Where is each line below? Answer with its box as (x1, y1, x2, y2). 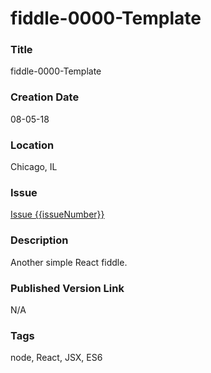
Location (10, 138, 55, 152)
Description (10, 233, 69, 247)
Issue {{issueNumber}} (10, 208, 105, 221)
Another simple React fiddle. (10, 256, 128, 268)
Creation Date (10, 90, 80, 104)
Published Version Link (10, 281, 125, 295)
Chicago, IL (10, 161, 58, 173)
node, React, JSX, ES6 (10, 352, 103, 364)
